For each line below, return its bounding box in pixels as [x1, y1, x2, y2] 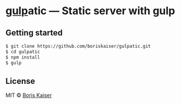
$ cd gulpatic [5, 48, 41, 54]
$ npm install [5, 54, 41, 60]
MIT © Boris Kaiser [5, 92, 52, 99]
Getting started [5, 28, 63, 38]
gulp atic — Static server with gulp [5, 4, 175, 18]
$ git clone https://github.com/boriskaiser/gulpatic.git [5, 43, 151, 49]
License [5, 76, 35, 86]
